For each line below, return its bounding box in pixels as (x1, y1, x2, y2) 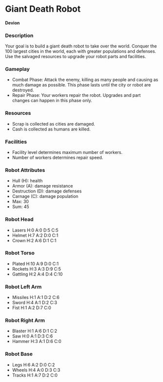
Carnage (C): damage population (12, 193, 79, 199)
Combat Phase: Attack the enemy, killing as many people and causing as (12, 77, 159, 83)
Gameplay (5, 66, 30, 72)
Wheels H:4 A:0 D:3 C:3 (12, 367, 61, 373)
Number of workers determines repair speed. (12, 154, 103, 160)
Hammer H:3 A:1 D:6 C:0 (12, 339, 62, 344)
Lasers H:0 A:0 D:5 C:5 (12, 227, 59, 233)
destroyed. (12, 87, 34, 93)
